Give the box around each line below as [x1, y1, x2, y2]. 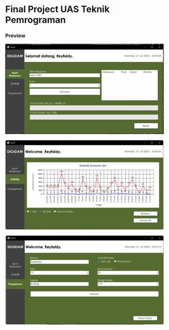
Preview [5, 32, 26, 39]
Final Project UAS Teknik [5, 4, 110, 15]
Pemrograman [5, 14, 66, 26]
